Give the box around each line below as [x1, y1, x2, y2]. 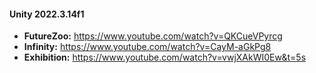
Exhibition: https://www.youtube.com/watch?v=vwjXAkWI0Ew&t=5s [23, 51, 307, 64]
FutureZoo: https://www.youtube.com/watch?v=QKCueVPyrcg [23, 30, 283, 42]
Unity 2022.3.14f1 [9, 8, 85, 20]
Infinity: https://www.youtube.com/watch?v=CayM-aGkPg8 [23, 41, 272, 53]
